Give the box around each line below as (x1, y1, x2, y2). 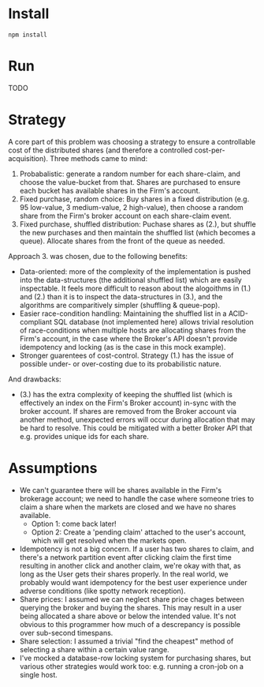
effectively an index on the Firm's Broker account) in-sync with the (19, 398, 236, 407)
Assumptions (8, 460, 98, 477)
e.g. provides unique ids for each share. (19, 431, 150, 441)
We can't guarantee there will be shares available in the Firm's (19, 485, 222, 494)
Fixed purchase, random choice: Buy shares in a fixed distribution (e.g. (19, 194, 250, 204)
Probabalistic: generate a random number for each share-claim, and (19, 169, 240, 178)
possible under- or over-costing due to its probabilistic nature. (19, 359, 222, 368)
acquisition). (8, 153, 49, 163)
